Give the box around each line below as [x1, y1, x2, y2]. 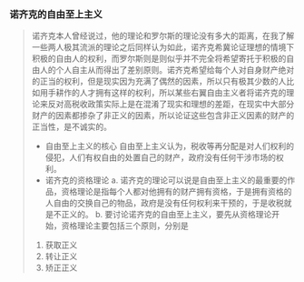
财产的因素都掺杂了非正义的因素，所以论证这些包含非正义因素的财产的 [31, 110, 295, 121]
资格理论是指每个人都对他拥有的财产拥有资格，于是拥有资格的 [61, 186, 292, 197]
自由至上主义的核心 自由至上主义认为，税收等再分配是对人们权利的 [44, 141, 295, 152]
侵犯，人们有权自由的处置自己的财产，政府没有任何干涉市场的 [44, 152, 277, 163]
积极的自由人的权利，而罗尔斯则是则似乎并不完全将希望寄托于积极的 [31, 53, 287, 65]
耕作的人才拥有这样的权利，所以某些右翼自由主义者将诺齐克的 [55, 87, 287, 98]
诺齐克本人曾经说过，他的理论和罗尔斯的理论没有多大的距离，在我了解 [31, 30, 295, 42]
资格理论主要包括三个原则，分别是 [61, 220, 189, 231]
